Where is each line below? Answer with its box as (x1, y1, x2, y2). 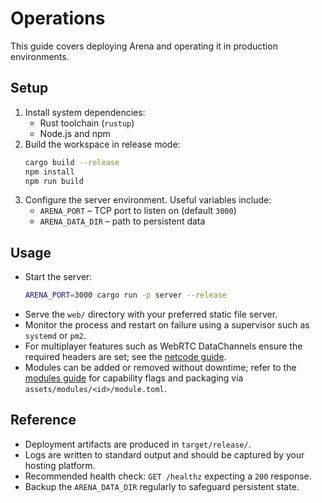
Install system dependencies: (24, 106, 146, 118)
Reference (10, 412, 77, 429)
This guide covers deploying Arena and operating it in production (10, 40, 278, 52)
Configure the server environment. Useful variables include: (24, 194, 272, 206)
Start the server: (24, 271, 93, 283)
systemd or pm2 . (24, 330, 87, 342)
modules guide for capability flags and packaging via (24, 372, 244, 384)
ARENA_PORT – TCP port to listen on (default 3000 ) (39, 205, 237, 217)
